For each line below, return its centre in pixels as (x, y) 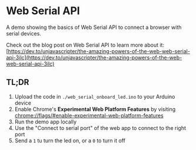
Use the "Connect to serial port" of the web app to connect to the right (100, 128)
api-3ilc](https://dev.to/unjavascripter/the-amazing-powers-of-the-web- (94, 57)
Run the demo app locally (46, 122)
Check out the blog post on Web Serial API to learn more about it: (85, 45)
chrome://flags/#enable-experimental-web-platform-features (89, 115)
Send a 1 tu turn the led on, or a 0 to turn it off (70, 141)
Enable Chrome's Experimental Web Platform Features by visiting (95, 109)
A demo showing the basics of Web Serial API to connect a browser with (94, 27)
